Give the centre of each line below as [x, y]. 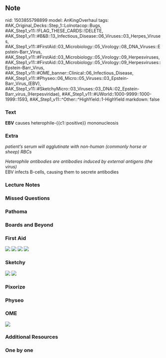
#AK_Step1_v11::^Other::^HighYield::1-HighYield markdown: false [95, 99]
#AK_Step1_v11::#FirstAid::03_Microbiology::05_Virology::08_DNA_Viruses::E [83, 46]
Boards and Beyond [29, 225]
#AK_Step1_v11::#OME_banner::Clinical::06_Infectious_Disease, [69, 73]
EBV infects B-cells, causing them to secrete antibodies [62, 172]
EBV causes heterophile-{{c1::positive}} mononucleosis [62, 123]
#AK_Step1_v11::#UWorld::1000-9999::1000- [107, 94]
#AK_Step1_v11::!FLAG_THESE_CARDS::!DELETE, [54, 31]
